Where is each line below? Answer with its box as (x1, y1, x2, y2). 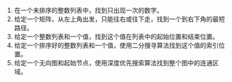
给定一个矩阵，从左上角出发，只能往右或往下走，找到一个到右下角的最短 (13, 15, 225, 23)
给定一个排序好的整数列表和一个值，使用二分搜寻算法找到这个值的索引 (13, 41, 219, 49)
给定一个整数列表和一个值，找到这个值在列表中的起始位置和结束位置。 (13, 32, 219, 41)
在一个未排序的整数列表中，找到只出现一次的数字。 (13, 6, 163, 14)
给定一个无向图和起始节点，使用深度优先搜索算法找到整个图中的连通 (13, 59, 213, 67)
